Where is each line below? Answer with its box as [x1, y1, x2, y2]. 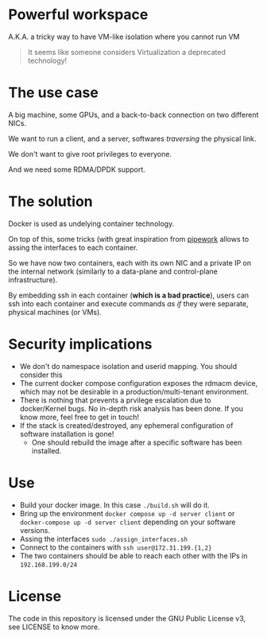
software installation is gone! [19, 429, 114, 438]
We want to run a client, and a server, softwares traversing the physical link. [8, 134, 257, 143]
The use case [8, 84, 99, 102]
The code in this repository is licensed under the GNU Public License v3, [8, 613, 246, 623]
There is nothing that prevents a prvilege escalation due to [19, 395, 211, 405]
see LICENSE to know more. [8, 622, 101, 632]
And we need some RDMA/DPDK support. [8, 165, 145, 174]
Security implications [8, 336, 153, 353]
